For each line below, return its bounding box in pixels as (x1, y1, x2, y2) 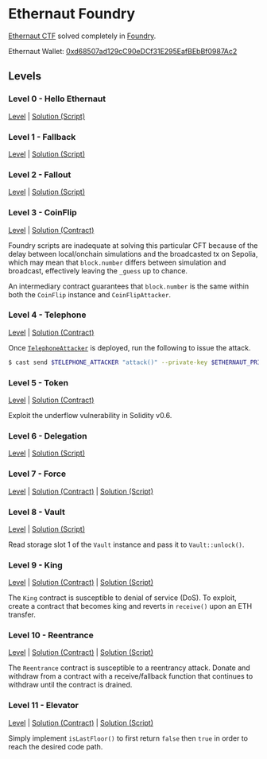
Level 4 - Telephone (8, 309, 87, 320)
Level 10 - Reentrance (8, 629, 94, 641)
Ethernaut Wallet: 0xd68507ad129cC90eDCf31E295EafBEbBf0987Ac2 (8, 46, 238, 56)
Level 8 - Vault (8, 506, 65, 517)
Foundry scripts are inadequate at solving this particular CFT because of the (8, 240, 258, 250)
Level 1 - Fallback (8, 131, 76, 142)
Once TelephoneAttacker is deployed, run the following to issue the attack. (8, 343, 251, 352)
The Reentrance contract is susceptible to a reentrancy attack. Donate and (8, 663, 250, 672)
